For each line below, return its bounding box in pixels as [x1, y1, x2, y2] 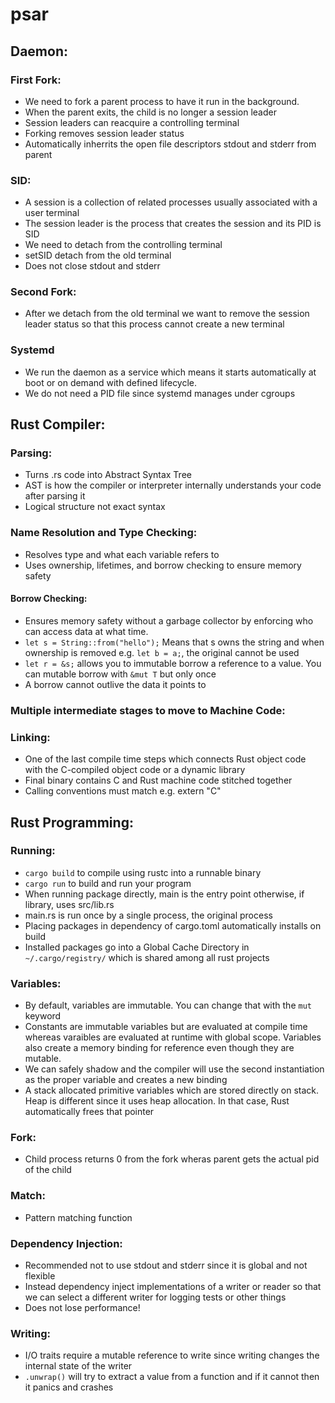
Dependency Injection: [10, 1236, 123, 1250]
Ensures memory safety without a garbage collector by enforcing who [24, 614, 314, 627]
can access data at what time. [24, 625, 149, 637]
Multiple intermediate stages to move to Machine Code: [10, 703, 286, 717]
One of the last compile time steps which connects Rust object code [24, 753, 307, 765]
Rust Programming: [10, 814, 134, 831]
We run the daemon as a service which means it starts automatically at [24, 366, 317, 378]
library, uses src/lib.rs [24, 898, 115, 910]
